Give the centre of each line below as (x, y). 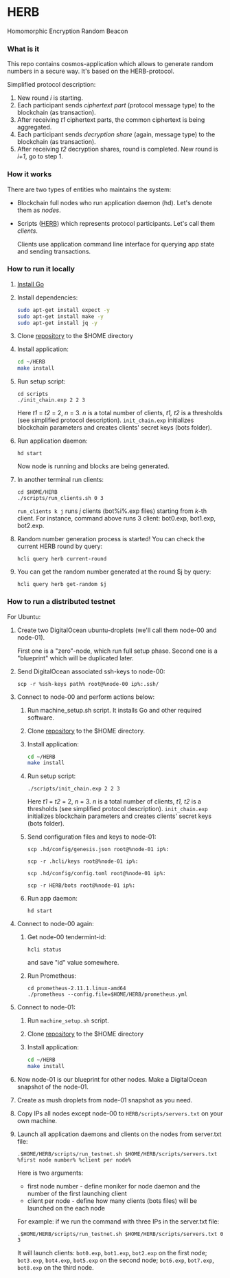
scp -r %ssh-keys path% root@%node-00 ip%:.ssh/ (88, 684)
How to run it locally (41, 269)
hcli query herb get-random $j (62, 585)
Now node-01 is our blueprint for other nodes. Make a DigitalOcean (112, 1079)
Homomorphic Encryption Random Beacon (68, 31)
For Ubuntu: (24, 616)
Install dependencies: (47, 297)
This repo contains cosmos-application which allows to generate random (111, 64)
